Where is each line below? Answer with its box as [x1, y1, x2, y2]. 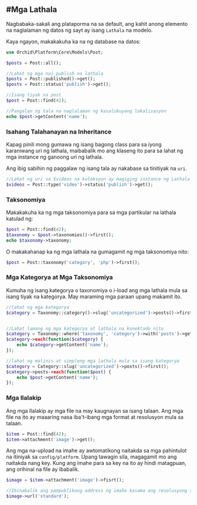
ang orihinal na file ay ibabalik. [6, 466, 80, 473]
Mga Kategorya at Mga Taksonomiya [6, 273, 113, 282]
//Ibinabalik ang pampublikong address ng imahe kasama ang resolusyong [6, 488, 188, 494]
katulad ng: [6, 215, 33, 222]
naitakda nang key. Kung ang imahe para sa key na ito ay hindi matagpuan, [6, 460, 186, 467]
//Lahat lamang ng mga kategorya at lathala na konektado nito [6, 326, 164, 332]
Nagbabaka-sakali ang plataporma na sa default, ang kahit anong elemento [6, 20, 188, 27]
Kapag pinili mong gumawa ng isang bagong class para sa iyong [6, 141, 162, 148]
